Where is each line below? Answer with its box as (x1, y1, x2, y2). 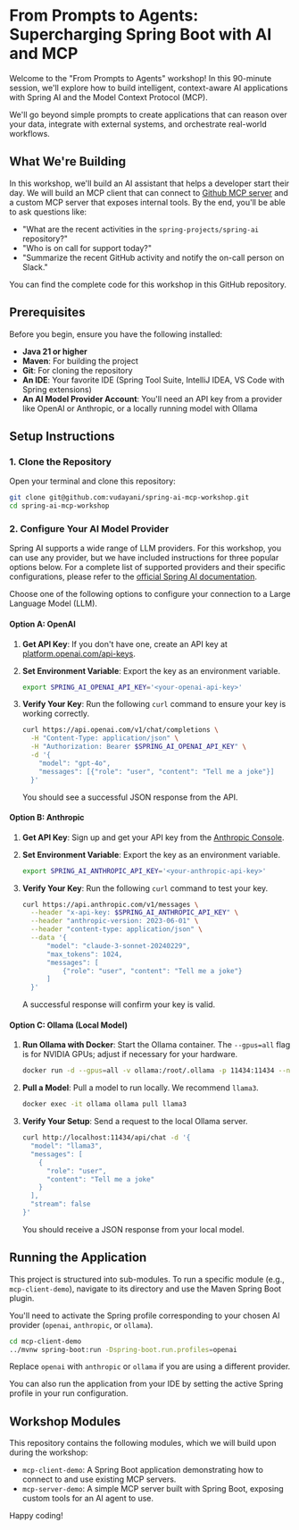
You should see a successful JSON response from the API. (21, 792, 238, 803)
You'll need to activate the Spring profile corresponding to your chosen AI (9, 1310, 280, 1321)
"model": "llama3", (30, 1141, 103, 1151)
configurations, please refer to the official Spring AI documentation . (9, 571, 257, 582)
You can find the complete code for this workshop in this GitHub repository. (9, 279, 287, 290)
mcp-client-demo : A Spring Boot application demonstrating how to (21, 1465, 263, 1475)
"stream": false (30, 1199, 91, 1209)
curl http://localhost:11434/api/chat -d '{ (21, 1133, 191, 1142)
